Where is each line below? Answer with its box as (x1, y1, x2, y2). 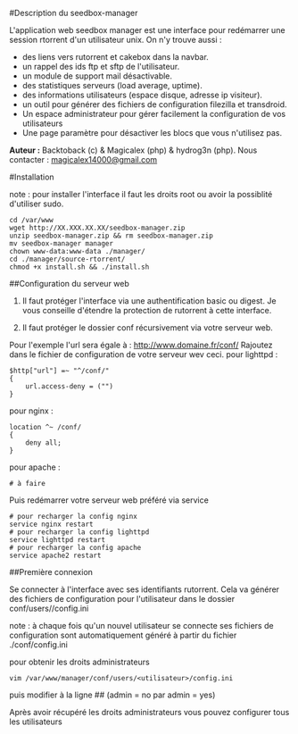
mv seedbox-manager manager (9, 239, 114, 248)
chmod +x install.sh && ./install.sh (9, 263, 150, 271)
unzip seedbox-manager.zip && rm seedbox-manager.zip (9, 231, 214, 240)
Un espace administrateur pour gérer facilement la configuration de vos (21, 109, 286, 119)
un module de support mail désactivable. (21, 71, 172, 81)
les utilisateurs (9, 716, 62, 727)
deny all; (25, 438, 62, 447)
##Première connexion (9, 567, 94, 577)
